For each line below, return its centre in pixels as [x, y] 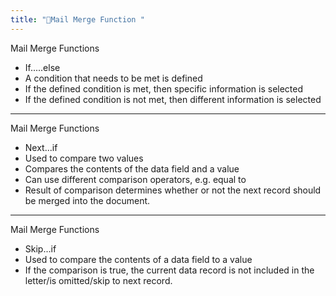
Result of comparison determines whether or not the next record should [173, 190]
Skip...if [40, 248]
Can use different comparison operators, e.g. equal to [135, 179]
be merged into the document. [87, 200]
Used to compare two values [84, 158]
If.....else [42, 67]
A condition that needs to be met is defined [113, 78]
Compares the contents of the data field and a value [132, 168]
